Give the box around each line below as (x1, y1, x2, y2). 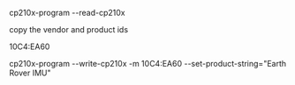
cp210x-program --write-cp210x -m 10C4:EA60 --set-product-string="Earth (9, 59, 287, 68)
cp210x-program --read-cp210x (9, 8, 125, 18)
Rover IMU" (9, 67, 51, 78)
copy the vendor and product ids (9, 25, 129, 34)
